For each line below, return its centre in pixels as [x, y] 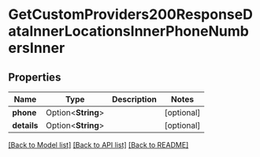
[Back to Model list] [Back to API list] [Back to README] [98, 145]
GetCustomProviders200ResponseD [131, 15]
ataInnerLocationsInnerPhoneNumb [129, 31]
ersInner [37, 48]
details [25, 125]
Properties [35, 77]
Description [134, 99]
